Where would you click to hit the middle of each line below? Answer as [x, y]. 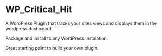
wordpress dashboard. [29, 28]
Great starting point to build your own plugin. [52, 48]
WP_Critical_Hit [39, 9]
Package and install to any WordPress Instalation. [57, 38]
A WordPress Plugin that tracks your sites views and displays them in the [81, 23]
